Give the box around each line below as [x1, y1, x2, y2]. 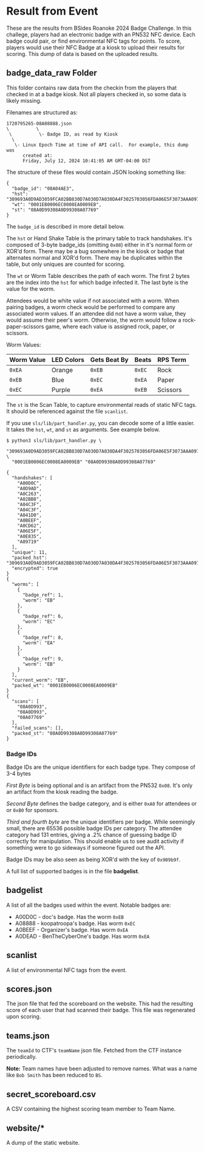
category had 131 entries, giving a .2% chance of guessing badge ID [6, 831, 177, 839]
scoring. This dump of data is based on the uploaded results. [6, 50, 159, 57]
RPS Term [157, 355, 186, 364]
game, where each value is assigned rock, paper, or [45, 322, 175, 330]
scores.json [6, 984, 52, 994]
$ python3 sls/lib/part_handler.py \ [6, 437, 102, 443]
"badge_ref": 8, [22, 634, 64, 640]
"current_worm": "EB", [12, 677, 69, 683]
